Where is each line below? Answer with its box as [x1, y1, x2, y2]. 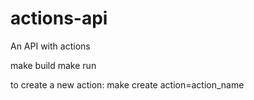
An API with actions [10, 40, 91, 52]
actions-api [10, 7, 108, 30]
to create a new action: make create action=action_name [10, 78, 245, 91]
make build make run [10, 59, 97, 71]
